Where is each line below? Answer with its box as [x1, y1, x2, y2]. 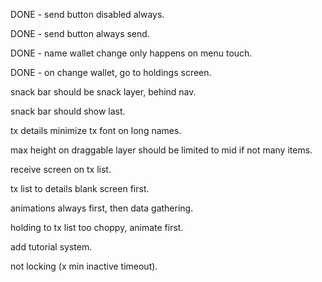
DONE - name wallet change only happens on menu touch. [10, 47, 253, 59]
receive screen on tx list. [10, 164, 112, 175]
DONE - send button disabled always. [10, 9, 165, 20]
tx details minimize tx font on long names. [10, 125, 182, 136]
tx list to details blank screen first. [10, 183, 150, 194]
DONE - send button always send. [10, 28, 150, 39]
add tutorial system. [10, 241, 93, 253]
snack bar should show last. [10, 105, 126, 117]
